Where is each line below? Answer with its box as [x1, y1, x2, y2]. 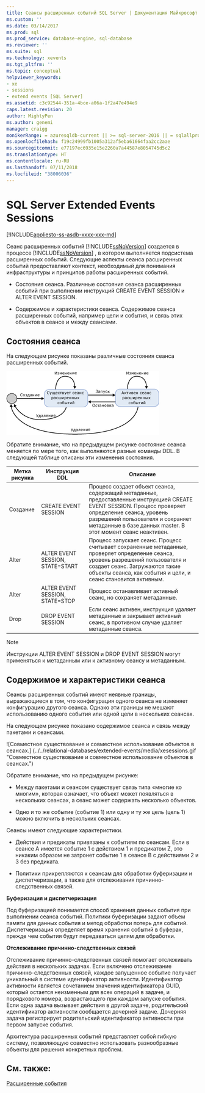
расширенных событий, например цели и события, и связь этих [15, 312, 183, 319]
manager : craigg [6, 126, 48, 132]
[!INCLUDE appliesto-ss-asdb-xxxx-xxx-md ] [6, 231, 117, 238]
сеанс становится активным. [88, 576, 164, 583]
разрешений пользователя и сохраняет [88, 515, 192, 522]
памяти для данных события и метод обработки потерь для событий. [6, 920, 188, 927]
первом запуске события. [6, 1021, 74, 1028]
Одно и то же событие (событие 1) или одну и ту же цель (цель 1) [15, 808, 185, 816]
